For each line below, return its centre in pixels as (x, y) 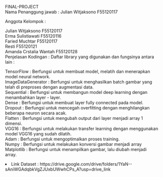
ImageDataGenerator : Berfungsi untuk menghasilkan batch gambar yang (79, 82)
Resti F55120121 (21, 46)
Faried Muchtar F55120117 (31, 41)
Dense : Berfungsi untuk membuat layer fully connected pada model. (74, 103)
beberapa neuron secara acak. (36, 113)
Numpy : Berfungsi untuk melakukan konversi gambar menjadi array (73, 144)
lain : (10, 62)
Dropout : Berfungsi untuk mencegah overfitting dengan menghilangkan (77, 108)
